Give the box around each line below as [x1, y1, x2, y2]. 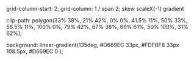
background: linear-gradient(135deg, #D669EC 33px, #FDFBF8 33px [6, 42, 179, 48]
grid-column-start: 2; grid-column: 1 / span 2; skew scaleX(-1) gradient [6, 5, 184, 12]
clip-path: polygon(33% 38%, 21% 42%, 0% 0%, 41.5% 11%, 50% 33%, [6, 17, 188, 24]
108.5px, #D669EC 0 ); [6, 48, 63, 55]
